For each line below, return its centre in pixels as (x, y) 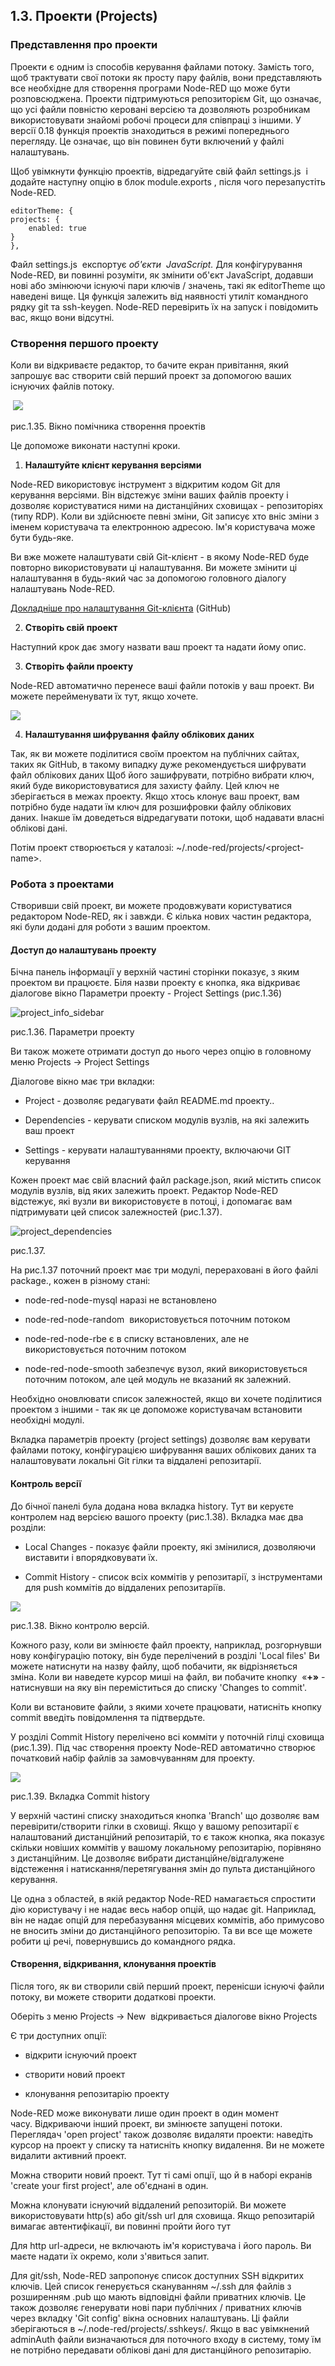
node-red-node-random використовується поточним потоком (157, 1320)
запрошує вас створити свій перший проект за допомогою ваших (151, 375)
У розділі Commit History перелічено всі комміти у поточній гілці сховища (167, 1736)
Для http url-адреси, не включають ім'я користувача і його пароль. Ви (161, 2245)
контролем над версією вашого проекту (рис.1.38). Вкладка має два (157, 1516)
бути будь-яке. (42, 537)
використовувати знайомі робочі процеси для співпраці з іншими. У (156, 120)
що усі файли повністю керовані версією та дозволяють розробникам (160, 109)
